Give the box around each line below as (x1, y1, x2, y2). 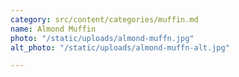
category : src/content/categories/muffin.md (10, 14, 199, 25)
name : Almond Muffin (10, 24, 97, 34)
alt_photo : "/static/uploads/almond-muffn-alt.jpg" (10, 42, 230, 53)
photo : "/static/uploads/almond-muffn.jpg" (10, 33, 195, 43)
